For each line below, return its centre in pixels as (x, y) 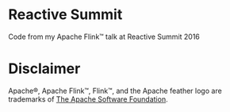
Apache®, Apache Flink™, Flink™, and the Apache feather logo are (115, 91)
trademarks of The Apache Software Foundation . (88, 99)
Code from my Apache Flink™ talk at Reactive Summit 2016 (104, 37)
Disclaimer (44, 69)
